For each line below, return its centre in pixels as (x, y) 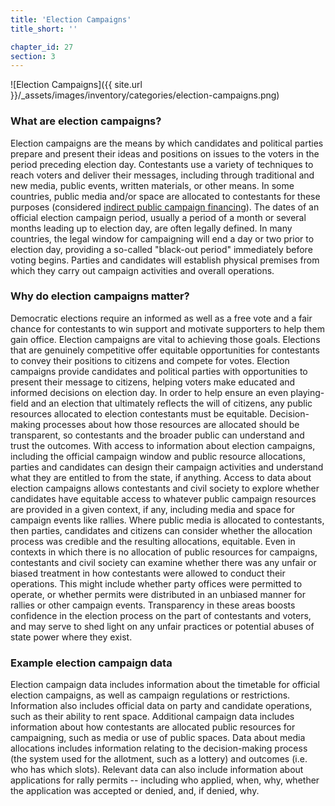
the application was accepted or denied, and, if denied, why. (135, 791)
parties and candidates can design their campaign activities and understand (167, 467)
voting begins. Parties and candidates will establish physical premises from (165, 260)
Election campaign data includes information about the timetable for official (165, 685)
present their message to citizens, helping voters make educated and (153, 382)
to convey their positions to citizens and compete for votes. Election (150, 360)
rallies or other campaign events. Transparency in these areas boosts (153, 605)
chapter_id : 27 (42, 47)
